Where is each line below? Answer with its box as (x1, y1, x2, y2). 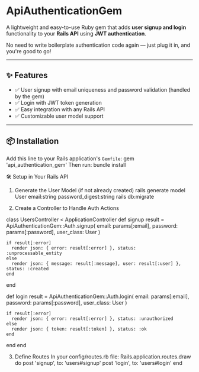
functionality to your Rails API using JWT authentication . (6, 30, 147, 37)
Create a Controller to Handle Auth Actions (14, 204, 120, 211)
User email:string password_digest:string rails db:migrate (14, 193, 155, 200)
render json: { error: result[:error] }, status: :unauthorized (11, 315, 174, 322)
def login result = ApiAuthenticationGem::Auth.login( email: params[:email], (6, 293, 190, 300)
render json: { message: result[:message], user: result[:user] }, (11, 260, 182, 267)
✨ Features (6, 70, 48, 80)
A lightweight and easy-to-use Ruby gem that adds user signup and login (6, 24, 187, 31)
